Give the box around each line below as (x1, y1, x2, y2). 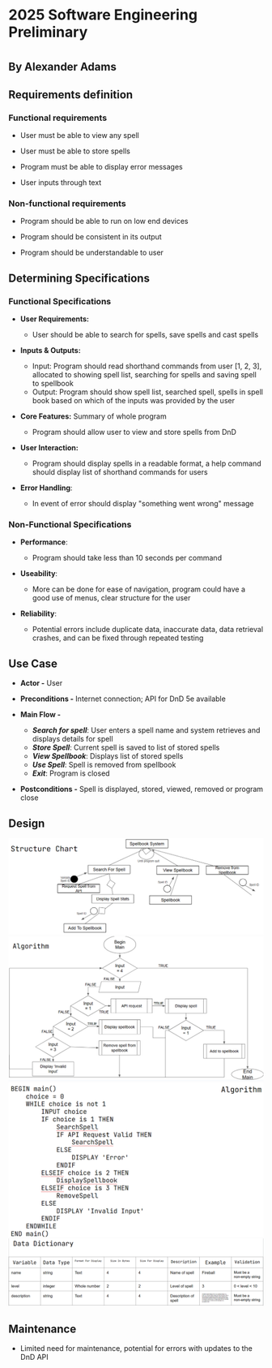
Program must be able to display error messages (19, 162, 184, 172)
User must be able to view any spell (19, 131, 139, 140)
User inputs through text (19, 178, 102, 187)
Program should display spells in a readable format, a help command (32, 458, 261, 468)
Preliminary (8, 23, 88, 41)
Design (8, 816, 45, 830)
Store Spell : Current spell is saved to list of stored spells (32, 742, 220, 752)
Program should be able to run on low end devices (19, 217, 189, 226)
